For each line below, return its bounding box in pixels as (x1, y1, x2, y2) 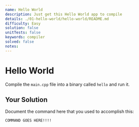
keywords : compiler (5, 35, 45, 40)
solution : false (5, 26, 38, 31)
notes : (5, 44, 19, 49)
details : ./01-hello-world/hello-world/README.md (5, 16, 109, 21)
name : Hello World (5, 7, 43, 12)
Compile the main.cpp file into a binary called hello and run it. (5, 81, 130, 87)
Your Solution (5, 95, 48, 104)
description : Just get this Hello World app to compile (5, 12, 122, 17)
